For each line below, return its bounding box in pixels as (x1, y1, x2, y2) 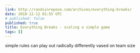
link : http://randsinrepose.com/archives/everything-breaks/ (5, 7, 132, 12)
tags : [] (5, 29, 23, 34)
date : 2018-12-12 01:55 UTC (5, 12, 62, 16)
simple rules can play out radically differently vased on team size (5, 43, 136, 48)
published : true (5, 20, 38, 26)
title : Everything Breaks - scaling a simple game (5, 25, 110, 30)
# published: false (5, 16, 45, 21)
